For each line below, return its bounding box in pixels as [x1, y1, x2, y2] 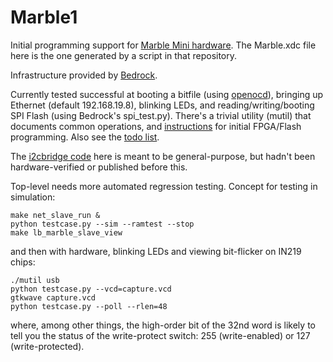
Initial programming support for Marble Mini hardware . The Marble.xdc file [10, 39, 317, 51]
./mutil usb [10, 275, 60, 285]
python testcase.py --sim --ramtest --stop [10, 219, 195, 229]
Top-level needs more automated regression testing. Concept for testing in [10, 180, 318, 192]
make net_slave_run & [10, 210, 101, 220]
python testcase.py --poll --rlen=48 [10, 301, 168, 311]
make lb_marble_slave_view [10, 227, 123, 238]
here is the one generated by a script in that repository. [10, 49, 238, 61]
